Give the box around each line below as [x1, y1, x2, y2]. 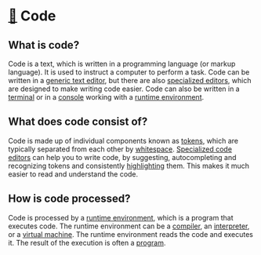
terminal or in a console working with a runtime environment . [8, 93, 205, 101]
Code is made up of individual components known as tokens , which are [8, 136, 239, 145]
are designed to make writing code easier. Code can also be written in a [8, 84, 241, 93]
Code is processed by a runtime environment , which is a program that [8, 213, 234, 222]
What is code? [8, 38, 80, 52]
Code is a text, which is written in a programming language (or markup [8, 59, 236, 68]
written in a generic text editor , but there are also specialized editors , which [8, 76, 252, 85]
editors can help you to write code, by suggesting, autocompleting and [8, 152, 237, 162]
